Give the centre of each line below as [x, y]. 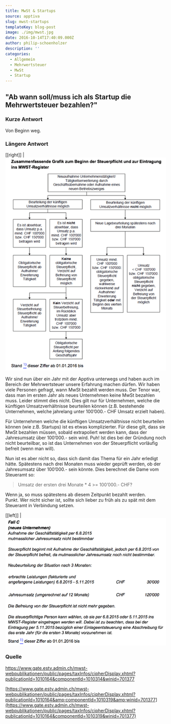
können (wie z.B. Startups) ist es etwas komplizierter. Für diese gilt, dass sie [86, 426]
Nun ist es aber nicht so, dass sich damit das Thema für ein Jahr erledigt [82, 458]
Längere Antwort [27, 144]
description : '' [22, 49]
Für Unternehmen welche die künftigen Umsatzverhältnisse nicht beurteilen [85, 421]
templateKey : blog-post [31, 27]
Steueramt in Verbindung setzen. [40, 505]
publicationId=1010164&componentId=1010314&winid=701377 [70, 679]
